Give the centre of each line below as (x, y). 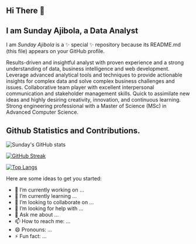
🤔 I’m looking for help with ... (49, 208)
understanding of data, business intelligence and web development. (88, 69)
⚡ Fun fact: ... (30, 236)
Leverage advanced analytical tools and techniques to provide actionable (94, 75)
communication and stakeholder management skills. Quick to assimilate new (98, 93)
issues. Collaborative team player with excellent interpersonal (80, 88)
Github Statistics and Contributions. (73, 130)
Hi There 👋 (25, 11)
